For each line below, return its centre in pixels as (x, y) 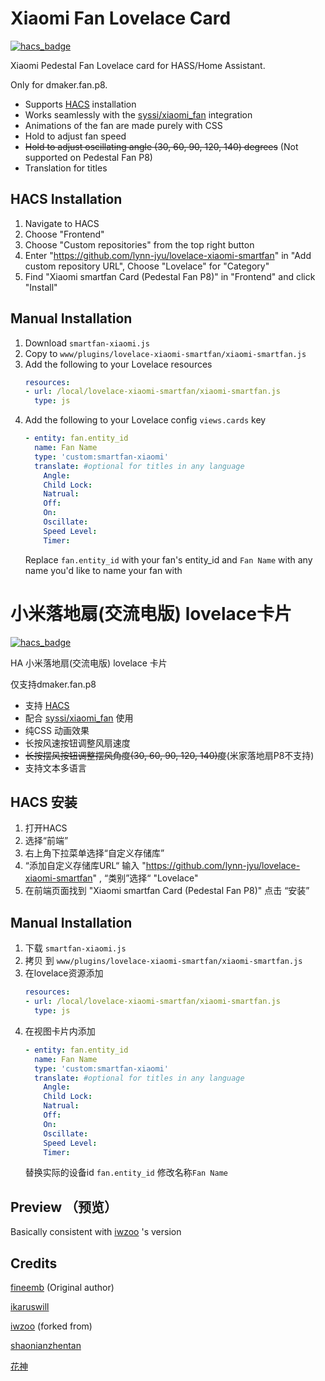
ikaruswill (30, 1306)
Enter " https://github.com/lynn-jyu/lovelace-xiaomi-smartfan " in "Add (168, 255)
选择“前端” (46, 841)
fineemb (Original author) (62, 1287)
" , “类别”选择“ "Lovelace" (145, 878)
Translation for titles (66, 168)
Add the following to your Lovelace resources (118, 364)
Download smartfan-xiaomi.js (87, 343)
